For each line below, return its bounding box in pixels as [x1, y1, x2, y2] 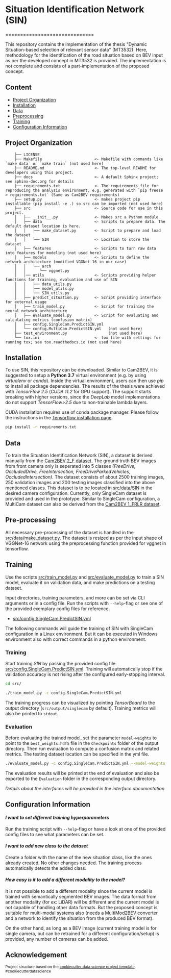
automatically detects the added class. [5, 865, 87, 871]
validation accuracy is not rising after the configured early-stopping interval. [5, 671, 165, 677]
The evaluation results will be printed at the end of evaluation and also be [5, 770, 160, 776]
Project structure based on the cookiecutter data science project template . [5, 964, 136, 969]
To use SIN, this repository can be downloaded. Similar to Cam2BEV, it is [5, 367, 158, 373]
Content [5, 83, 32, 92]
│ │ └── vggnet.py [14, 268, 70, 273]
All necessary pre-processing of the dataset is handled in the [5, 529, 134, 535]
